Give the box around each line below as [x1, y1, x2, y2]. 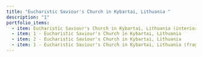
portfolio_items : [6, 20, 50, 26]
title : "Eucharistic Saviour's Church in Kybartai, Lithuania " [6, 8, 171, 15]
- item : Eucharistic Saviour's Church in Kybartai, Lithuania [11, 25, 171, 31]
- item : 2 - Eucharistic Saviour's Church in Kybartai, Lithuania [11, 36, 182, 42]
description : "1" [6, 14, 50, 20]
